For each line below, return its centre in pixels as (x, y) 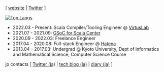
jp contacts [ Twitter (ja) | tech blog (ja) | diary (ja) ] (59, 64)
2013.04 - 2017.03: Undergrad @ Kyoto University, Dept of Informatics (86, 49)
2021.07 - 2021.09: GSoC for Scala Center (56, 33)
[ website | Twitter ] (26, 8)
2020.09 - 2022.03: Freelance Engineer (54, 38)
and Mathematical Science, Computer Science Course (69, 54)
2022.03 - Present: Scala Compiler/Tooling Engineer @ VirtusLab (81, 27)
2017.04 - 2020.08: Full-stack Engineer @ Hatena (64, 44)
